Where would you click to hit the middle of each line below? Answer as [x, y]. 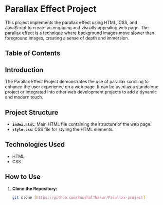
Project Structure [32, 112]
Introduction [24, 70]
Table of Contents [33, 53]
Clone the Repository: [35, 188]
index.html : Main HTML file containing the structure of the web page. [82, 124]
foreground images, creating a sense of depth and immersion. [67, 38]
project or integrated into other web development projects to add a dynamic [81, 92]
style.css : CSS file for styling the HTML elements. [63, 129]
